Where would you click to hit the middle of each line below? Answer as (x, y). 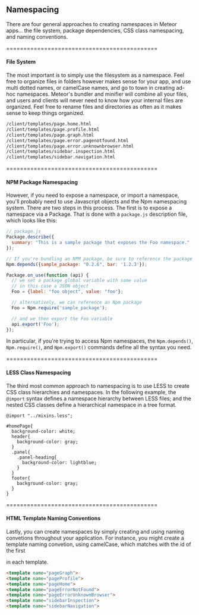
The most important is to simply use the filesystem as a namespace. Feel (95, 75)
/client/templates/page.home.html (49, 124)
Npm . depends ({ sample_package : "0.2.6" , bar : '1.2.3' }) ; (77, 264)
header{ (21, 437)
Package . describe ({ (30, 237)
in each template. (27, 562)
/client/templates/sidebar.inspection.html (61, 152)
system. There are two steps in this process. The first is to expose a (89, 208)
